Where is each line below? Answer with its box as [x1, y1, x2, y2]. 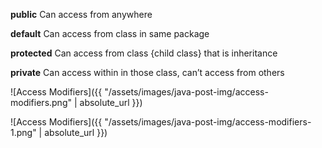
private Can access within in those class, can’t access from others [10, 67, 285, 78]
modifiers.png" [10, 97, 72, 108]
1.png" [10, 127, 37, 138]
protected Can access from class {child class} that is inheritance [10, 47, 278, 59]
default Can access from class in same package [10, 28, 210, 39]
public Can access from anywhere [10, 9, 153, 20]
